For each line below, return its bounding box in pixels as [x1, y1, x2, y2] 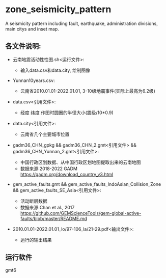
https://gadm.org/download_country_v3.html [20, 171, 114, 177]
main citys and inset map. [5, 25, 60, 32]
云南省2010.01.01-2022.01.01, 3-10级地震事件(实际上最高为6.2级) [20, 88, 155, 94]
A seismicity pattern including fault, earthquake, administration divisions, [5, 20, 158, 26]
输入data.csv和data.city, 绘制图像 [20, 67, 91, 73]
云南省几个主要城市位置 [20, 131, 70, 137]
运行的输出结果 [20, 237, 52, 243]
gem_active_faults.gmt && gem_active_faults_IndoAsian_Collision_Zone [12, 181, 161, 187]
